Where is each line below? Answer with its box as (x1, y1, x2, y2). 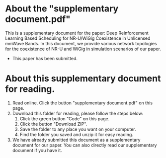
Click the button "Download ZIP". (19, 121, 87, 127)
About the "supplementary (5, 3, 119, 14)
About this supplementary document (5, 73, 161, 84)
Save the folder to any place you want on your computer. (19, 126, 136, 132)
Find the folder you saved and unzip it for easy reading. (19, 131, 133, 137)
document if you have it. (12, 147, 62, 153)
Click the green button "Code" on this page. (19, 115, 110, 122)
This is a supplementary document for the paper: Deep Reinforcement (5, 30, 149, 36)
